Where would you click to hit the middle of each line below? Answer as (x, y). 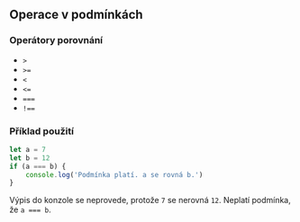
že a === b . (30, 209)
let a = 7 (28, 149)
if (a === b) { (38, 166)
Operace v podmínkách (76, 15)
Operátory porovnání (56, 40)
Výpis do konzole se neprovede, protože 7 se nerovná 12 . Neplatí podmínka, (150, 200)
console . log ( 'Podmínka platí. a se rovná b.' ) (114, 174)
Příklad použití (42, 131)
